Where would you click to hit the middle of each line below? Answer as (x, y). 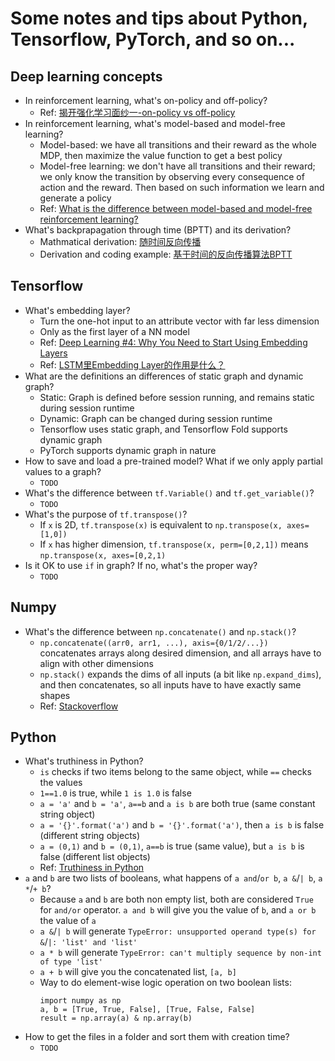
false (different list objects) (95, 857)
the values (61, 783)
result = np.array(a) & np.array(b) (116, 1018)
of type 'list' (71, 962)
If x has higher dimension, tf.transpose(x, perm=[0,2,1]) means (174, 544)
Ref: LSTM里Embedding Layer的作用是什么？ (132, 364)
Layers (53, 353)
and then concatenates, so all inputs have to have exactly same (170, 684)
